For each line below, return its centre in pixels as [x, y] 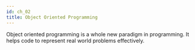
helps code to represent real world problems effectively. [76, 40]
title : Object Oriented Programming [52, 17]
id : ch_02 [19, 12]
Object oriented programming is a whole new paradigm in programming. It [98, 34]
